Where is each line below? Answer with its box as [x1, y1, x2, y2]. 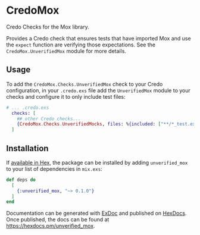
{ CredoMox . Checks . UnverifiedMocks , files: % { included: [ [17, 121, 161, 127]
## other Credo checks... [17, 115, 82, 122]
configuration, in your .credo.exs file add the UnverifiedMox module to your [6, 87, 190, 94]
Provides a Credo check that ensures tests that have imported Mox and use [6, 35, 192, 42]
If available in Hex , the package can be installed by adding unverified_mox [6, 159, 188, 166]
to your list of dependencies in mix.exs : [6, 165, 102, 173]
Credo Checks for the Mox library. [6, 23, 89, 30]
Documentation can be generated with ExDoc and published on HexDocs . [6, 209, 187, 217]
